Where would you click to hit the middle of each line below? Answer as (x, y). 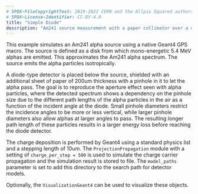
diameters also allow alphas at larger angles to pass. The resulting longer (95, 119)
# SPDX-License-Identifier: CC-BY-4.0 (54, 17)
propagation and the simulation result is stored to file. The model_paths (92, 161)
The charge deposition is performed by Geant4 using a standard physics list (98, 142)
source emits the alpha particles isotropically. (61, 63)
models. (16, 173)
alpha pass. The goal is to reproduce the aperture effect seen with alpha (94, 87)
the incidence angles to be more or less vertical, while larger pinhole (89, 112)
